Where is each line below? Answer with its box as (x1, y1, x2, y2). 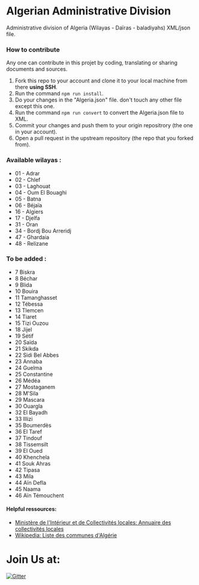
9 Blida (14, 281, 32, 288)
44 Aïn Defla (14, 479, 47, 486)
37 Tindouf (14, 434, 43, 441)
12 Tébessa (14, 300, 43, 308)
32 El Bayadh (14, 408, 48, 416)
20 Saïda (14, 338, 37, 346)
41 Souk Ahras (14, 459, 51, 467)
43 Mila (14, 473, 34, 480)
